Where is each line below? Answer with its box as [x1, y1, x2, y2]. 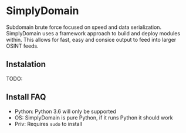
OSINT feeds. [6, 42, 39, 49]
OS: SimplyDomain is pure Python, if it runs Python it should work [14, 114, 173, 121]
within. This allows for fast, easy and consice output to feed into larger [6, 36, 177, 43]
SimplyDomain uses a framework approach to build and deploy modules [6, 29, 181, 36]
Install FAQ [6, 92, 46, 102]
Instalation [6, 59, 46, 69]
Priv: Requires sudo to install [14, 120, 82, 127]
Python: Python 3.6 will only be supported [14, 108, 116, 115]
